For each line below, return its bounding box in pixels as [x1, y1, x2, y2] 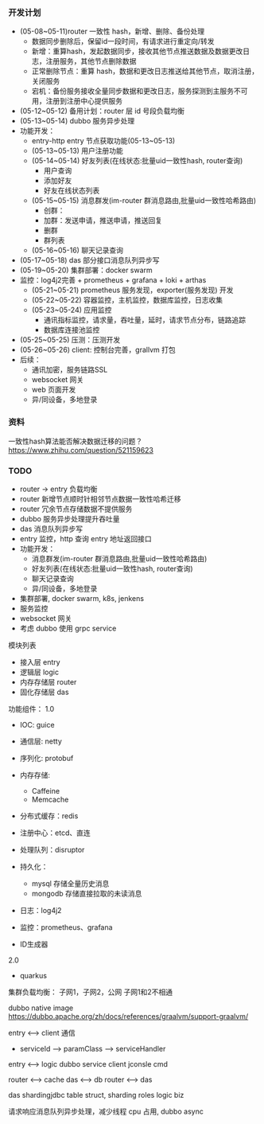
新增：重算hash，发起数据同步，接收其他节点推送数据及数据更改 [31, 46, 243, 57]
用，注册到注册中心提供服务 [31, 96, 123, 106]
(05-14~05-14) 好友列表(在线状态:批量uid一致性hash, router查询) [31, 156, 243, 166]
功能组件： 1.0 [8, 704, 55, 713]
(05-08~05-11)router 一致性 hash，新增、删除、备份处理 [19, 26, 205, 37]
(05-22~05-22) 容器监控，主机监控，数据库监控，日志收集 [31, 295, 223, 305]
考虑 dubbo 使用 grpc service [19, 623, 117, 633]
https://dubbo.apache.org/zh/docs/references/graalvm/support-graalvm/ [8, 1011, 249, 1021]
